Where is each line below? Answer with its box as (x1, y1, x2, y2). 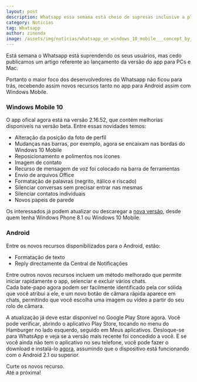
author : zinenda (6, 31, 46, 36)
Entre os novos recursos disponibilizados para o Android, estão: (6, 242, 161, 249)
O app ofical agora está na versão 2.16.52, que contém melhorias (6, 116, 163, 123)
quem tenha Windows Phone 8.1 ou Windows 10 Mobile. (6, 214, 141, 221)
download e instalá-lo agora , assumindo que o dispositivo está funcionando (6, 345, 189, 352)
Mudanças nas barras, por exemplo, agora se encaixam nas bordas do (14, 140, 185, 148)
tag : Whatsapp (6, 25, 41, 31)
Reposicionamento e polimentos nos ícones (14, 153, 120, 160)
